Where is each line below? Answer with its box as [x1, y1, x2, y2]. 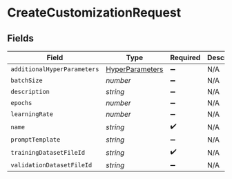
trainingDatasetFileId [10, 149, 85, 156]
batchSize [10, 77, 43, 84]
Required [170, 53, 201, 62]
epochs [10, 99, 32, 106]
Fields [7, 32, 35, 44]
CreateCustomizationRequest [7, 5, 182, 21]
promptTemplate [10, 136, 61, 143]
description [10, 88, 50, 95]
